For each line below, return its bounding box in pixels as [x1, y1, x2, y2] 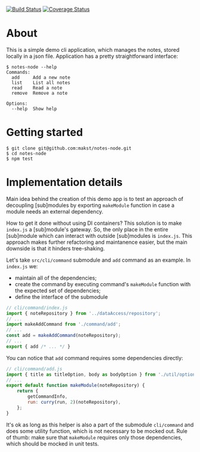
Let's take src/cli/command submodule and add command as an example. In [6, 256, 191, 264]
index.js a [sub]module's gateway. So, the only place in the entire [6, 225, 168, 233]
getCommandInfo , [27, 394, 68, 400]
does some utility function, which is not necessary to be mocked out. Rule [6, 427, 187, 435]
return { [17, 388, 39, 394]
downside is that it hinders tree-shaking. [6, 244, 105, 252]
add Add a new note [11, 75, 70, 81]
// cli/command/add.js [6, 366, 62, 372]
